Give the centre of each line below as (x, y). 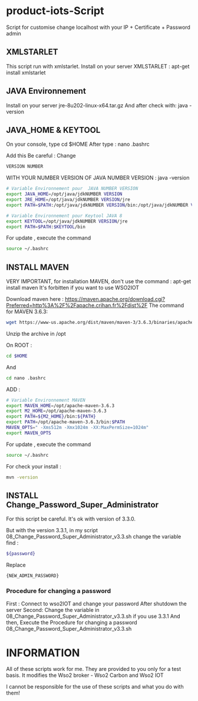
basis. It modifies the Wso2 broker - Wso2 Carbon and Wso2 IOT (85, 675)
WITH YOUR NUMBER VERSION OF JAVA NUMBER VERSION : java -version (98, 178)
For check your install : (34, 466)
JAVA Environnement (46, 91)
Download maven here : (35, 299)
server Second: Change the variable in (53, 610)
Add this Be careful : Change (41, 156)
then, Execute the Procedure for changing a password (72, 623)
